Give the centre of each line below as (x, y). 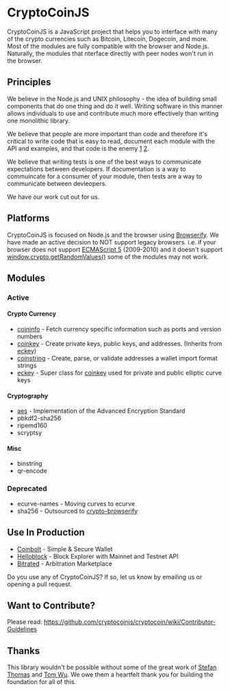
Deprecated (27, 489)
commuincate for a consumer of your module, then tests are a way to (105, 176)
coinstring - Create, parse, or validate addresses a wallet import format (117, 358)
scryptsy (29, 433)
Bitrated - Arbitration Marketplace (65, 564)
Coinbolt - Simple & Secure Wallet (65, 549)
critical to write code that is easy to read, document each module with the (111, 141)
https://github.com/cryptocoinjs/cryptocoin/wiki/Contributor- (130, 622)
